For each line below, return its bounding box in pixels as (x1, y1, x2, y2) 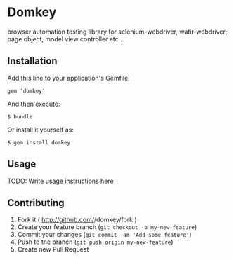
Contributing (7, 197, 65, 209)
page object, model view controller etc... (7, 34, 124, 43)
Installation (7, 55, 58, 67)
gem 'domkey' (7, 87, 46, 95)
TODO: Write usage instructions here (7, 177, 114, 185)
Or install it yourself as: (7, 125, 74, 134)
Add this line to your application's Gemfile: (7, 74, 130, 82)
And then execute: (7, 100, 60, 108)
